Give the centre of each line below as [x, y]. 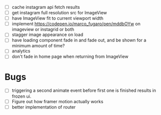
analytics [21, 51]
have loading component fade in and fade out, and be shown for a [79, 40]
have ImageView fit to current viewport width [58, 18]
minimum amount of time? [38, 46]
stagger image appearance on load [47, 35]
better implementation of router [44, 107]
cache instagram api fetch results [46, 7]
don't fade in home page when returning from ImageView [70, 57]
